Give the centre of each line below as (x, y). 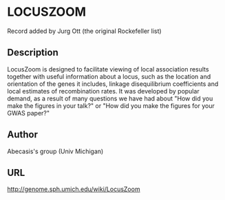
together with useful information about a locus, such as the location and (109, 76)
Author (22, 135)
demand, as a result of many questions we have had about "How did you (110, 98)
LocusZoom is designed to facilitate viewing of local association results (108, 69)
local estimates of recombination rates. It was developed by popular (103, 91)
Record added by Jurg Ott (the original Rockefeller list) (84, 31)
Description (33, 53)
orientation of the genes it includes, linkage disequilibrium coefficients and (113, 84)
